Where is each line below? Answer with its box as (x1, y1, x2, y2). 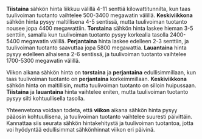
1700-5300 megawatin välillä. (6, 57, 80, 64)
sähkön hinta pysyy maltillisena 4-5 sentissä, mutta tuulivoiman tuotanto (6, 18, 187, 25)
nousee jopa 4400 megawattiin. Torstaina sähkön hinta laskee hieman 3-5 (6, 24, 193, 32)
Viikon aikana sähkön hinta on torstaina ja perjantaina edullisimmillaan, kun (6, 69, 197, 76)
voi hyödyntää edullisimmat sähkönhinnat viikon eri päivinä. (6, 126, 155, 133)
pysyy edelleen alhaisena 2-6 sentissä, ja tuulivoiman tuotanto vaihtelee (6, 51, 187, 57)
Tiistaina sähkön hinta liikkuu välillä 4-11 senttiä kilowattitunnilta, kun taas (6, 5, 190, 12)
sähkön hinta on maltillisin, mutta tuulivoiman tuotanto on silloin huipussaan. (6, 82, 197, 89)
